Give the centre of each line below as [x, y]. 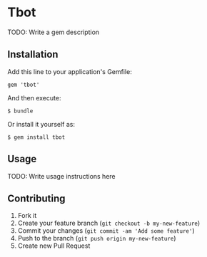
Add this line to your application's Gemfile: [70, 71]
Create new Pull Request [54, 246]
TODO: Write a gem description [54, 32]
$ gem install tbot [36, 137]
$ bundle [20, 111]
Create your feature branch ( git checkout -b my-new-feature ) [109, 223]
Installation [33, 54]
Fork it [27, 216]
